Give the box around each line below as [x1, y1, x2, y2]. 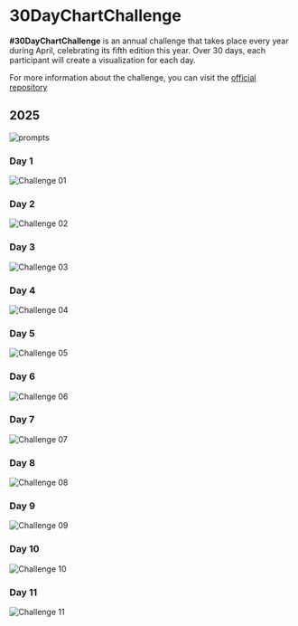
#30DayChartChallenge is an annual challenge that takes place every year [9, 35, 289, 46]
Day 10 [9, 543, 40, 555]
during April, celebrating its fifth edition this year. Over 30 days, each [9, 44, 266, 55]
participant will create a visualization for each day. [9, 54, 196, 65]
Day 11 [9, 585, 38, 598]
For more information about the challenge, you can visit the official [9, 71, 256, 82]
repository [9, 81, 48, 92]
